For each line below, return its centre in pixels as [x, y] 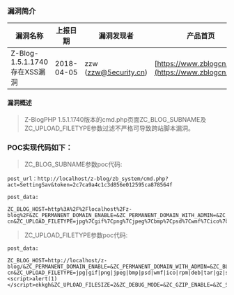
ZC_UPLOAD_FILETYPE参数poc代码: [76, 235]
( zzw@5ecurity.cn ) [116, 72]
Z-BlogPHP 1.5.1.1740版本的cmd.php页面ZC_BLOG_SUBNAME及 [115, 119]
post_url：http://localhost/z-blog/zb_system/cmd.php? [88, 179]
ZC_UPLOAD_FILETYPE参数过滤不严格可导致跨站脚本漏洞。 [109, 128]
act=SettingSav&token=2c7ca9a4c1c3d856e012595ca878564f [90, 185]
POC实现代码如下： [40, 147]
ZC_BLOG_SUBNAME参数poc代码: [73, 164]
